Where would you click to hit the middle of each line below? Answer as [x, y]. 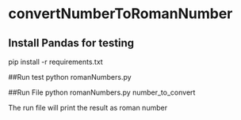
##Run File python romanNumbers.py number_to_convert [102, 92]
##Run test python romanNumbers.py [70, 77]
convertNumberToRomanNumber [120, 14]
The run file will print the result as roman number [88, 108]
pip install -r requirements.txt [55, 62]
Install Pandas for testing [71, 43]
